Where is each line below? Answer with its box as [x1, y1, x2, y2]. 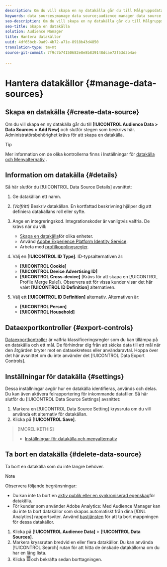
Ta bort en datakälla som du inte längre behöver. [5, 463, 104, 469]
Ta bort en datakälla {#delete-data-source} [5, 450, 142, 459]
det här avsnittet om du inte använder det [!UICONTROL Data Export [5, 353, 145, 359]
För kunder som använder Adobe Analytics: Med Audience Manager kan [12, 503, 161, 509]
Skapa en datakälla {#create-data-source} [5, 108, 140, 117]
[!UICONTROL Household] [19, 309, 75, 315]
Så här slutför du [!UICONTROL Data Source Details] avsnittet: [5, 184, 132, 190]
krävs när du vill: [12, 223, 46, 229]
